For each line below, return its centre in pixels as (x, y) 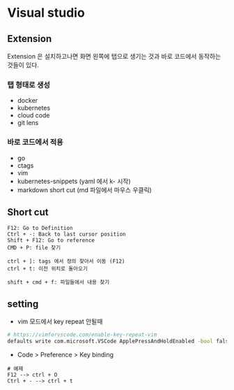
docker (28, 101)
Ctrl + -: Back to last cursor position (67, 234)
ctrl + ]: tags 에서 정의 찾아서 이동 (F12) (66, 261)
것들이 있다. (23, 65)
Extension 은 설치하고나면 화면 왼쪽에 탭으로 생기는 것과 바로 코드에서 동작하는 (114, 56)
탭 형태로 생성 (29, 85)
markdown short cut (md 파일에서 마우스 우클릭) (84, 189)
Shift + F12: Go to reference (51, 240)
